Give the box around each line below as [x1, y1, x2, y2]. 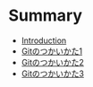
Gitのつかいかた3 [21, 68, 84, 79]
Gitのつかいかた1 [21, 46, 82, 57]
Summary [8, 5, 82, 26]
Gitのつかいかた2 [21, 57, 84, 67]
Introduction [21, 35, 67, 46]
